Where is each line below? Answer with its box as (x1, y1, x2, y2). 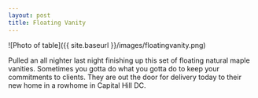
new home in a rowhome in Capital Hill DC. (8, 80, 147, 90)
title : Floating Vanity (8, 19, 87, 27)
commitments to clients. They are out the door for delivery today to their (8, 72, 242, 82)
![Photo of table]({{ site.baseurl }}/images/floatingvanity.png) (8, 40, 206, 49)
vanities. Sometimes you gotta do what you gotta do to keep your (8, 64, 220, 73)
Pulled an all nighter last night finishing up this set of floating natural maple (8, 56, 250, 65)
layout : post (8, 11, 51, 20)
